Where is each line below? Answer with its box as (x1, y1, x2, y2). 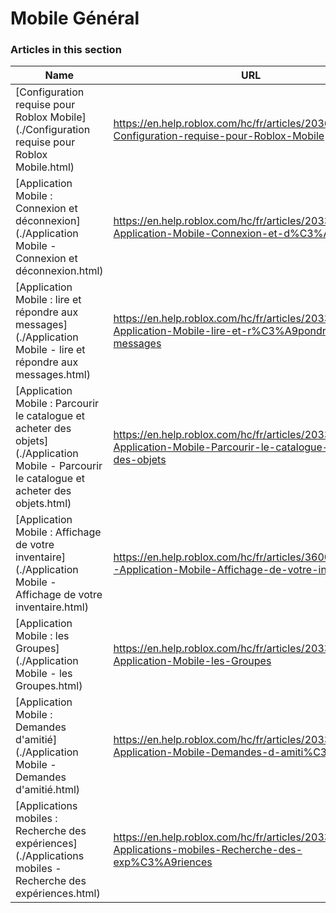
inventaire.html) (15, 600, 89, 614)
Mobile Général (10, 7, 140, 30)
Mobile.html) (15, 160, 75, 174)
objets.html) (15, 497, 72, 511)
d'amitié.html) (15, 783, 81, 797)
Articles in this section (10, 43, 122, 57)
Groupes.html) (15, 679, 83, 693)
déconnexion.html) (15, 264, 104, 278)
